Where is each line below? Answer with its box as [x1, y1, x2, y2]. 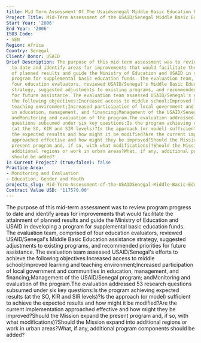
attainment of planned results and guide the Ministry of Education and [6, 216, 179, 224]
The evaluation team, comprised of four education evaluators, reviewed [6, 229, 182, 236]
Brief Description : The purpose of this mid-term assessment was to [6, 59, 181, 65]
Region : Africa [6, 43, 44, 49]
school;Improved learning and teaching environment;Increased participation [6, 261, 193, 268]
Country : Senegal [6, 48, 50, 54]
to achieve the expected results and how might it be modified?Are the [6, 299, 178, 306]
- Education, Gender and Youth [6, 176, 84, 182]
